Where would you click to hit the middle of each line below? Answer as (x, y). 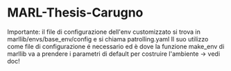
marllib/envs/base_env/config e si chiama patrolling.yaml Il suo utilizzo (108, 39)
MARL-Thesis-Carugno (75, 13)
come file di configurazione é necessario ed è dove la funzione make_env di (116, 46)
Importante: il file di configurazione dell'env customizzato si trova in (104, 32)
